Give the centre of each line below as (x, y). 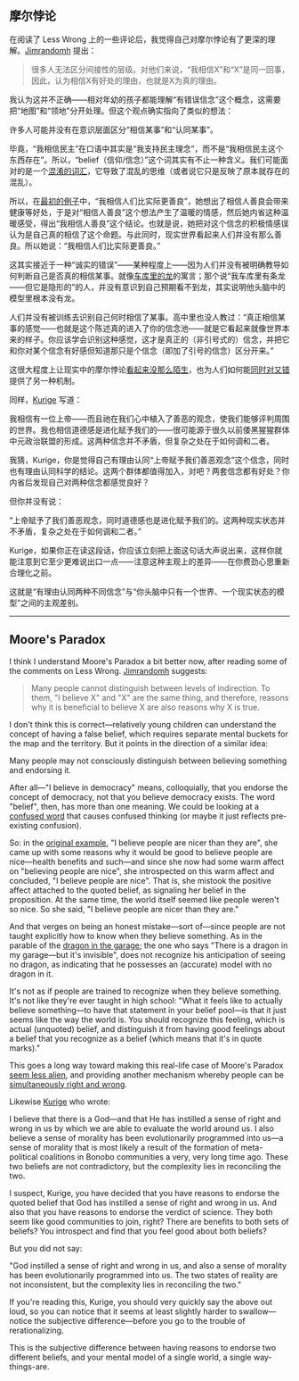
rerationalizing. (36, 1330)
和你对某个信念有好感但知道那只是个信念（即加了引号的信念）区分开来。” (141, 350)
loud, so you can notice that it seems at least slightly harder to (123, 1311)
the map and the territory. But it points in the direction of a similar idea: (139, 743)
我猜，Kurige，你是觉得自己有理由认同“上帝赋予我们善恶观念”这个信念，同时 (149, 460)
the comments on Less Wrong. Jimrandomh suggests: (108, 670)
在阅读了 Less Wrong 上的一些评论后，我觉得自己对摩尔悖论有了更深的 (139, 39)
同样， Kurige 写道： (46, 399)
